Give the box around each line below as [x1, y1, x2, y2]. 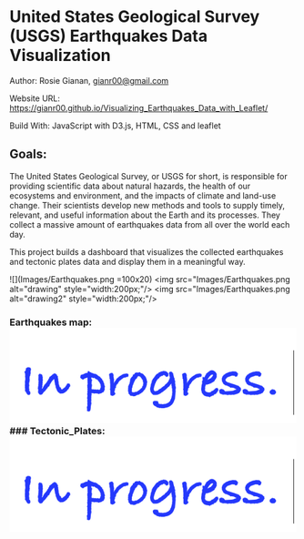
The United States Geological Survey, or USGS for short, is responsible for [9, 170, 289, 181]
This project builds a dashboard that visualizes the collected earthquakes [9, 246, 284, 257]
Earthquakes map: [9, 316, 93, 329]
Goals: [9, 147, 47, 162]
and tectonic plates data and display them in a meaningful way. [9, 256, 246, 267]
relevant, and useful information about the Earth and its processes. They [9, 209, 280, 220]
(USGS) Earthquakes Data [9, 25, 208, 46]
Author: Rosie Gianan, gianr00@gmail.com [9, 75, 169, 86]
